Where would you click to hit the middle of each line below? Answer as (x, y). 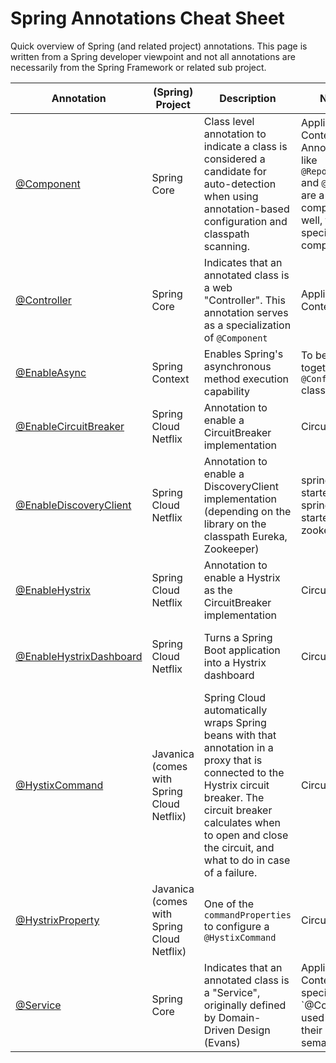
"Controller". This (244, 300)
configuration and (245, 221)
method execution (246, 379)
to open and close (246, 835)
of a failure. (230, 872)
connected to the (244, 772)
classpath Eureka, (245, 536)
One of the (229, 904)
